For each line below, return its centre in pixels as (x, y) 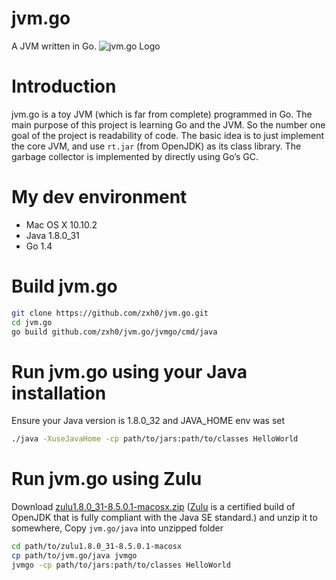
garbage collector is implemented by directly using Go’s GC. (135, 156)
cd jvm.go (32, 322)
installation (59, 393)
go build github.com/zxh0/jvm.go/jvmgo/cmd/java (114, 332)
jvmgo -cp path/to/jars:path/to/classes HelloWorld (121, 565)
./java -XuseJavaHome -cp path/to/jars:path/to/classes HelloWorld (155, 439)
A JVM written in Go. (54, 46)
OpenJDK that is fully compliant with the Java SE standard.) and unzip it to (164, 518)
